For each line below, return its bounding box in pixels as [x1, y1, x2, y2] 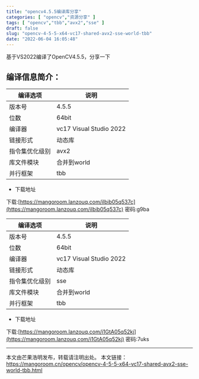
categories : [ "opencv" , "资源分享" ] [6, 14, 96, 20]
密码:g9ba [124, 205, 150, 213]
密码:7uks [125, 335, 149, 342]
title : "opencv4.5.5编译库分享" [6, 8, 82, 15]
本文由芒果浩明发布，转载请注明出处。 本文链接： [6, 354, 127, 361]
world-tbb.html [6, 367, 43, 374]
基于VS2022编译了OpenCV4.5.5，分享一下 [6, 53, 111, 60]
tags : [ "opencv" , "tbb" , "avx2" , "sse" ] [6, 20, 105, 25]
